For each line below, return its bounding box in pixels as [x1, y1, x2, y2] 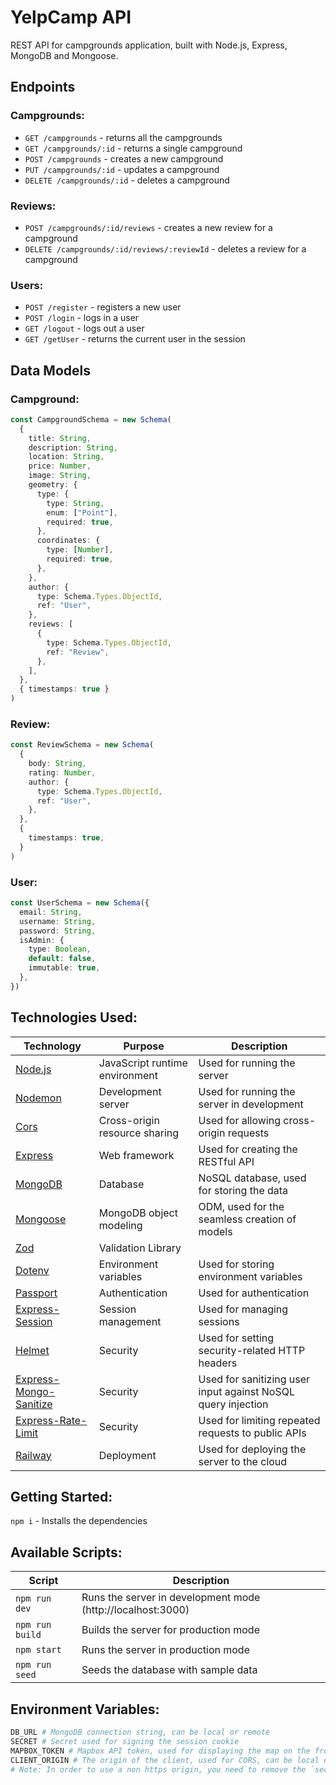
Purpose [123, 1039, 165, 1053]
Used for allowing [198, 1113, 281, 1127]
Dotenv [15, 1263, 50, 1277]
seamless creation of [198, 1212, 297, 1226]
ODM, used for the [198, 1199, 285, 1213]
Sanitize [15, 1397, 53, 1411]
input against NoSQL [198, 1384, 295, 1398]
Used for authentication [198, 1286, 310, 1300]
